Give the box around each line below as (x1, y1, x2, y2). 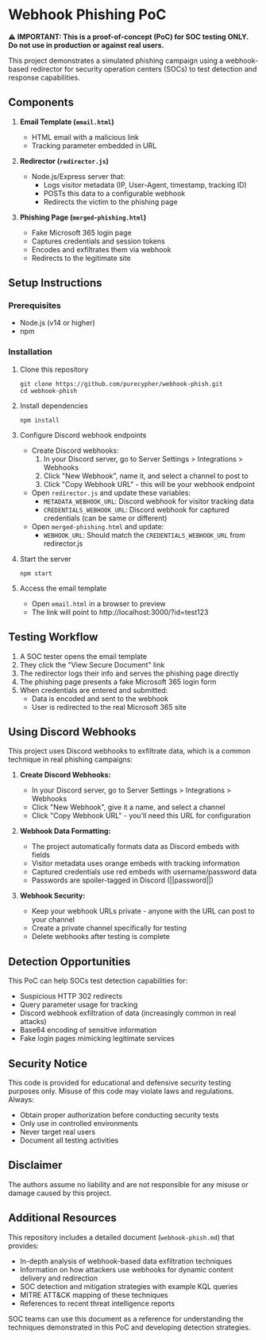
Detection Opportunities (8, 955, 131, 968)
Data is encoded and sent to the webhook (31, 694, 169, 703)
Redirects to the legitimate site (31, 253, 131, 263)
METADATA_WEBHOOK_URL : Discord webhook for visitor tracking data (43, 496, 254, 506)
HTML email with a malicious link (31, 132, 140, 142)
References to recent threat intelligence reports (19, 1299, 175, 1308)
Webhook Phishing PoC (8, 6, 167, 24)
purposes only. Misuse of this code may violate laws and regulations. (8, 1086, 234, 1096)
